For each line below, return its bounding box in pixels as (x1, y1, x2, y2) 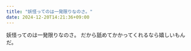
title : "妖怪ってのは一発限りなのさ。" (6, 8, 93, 15)
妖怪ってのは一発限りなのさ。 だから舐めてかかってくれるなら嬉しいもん (6, 31, 186, 39)
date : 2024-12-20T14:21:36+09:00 (6, 14, 90, 20)
